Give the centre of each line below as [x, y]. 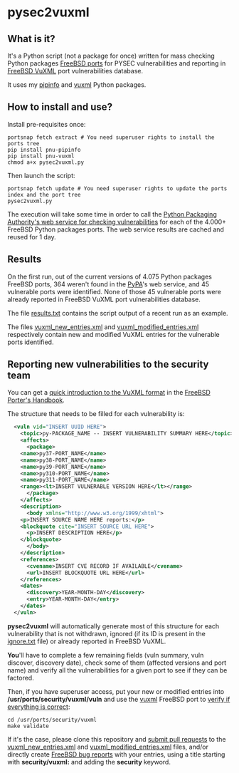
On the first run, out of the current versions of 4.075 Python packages [110, 276]
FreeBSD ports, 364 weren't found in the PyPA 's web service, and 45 [108, 284]
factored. [21, 678]
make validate [28, 726]
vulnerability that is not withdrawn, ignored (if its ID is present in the [107, 633]
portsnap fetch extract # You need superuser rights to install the [111, 137]
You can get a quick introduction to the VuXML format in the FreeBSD [109, 393]
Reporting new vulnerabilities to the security [108, 364]
